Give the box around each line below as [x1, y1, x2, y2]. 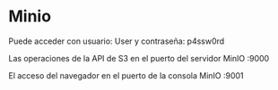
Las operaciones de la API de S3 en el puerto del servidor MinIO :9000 [8, 53, 270, 63]
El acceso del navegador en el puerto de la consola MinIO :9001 [8, 70, 244, 81]
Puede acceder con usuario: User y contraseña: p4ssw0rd [8, 36, 225, 46]
